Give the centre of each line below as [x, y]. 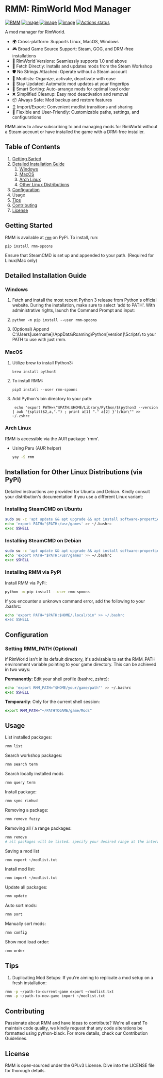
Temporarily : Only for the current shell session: [53, 702]
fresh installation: [29, 983]
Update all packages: [26, 887]
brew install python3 [34, 372]
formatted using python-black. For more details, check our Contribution [76, 1033]
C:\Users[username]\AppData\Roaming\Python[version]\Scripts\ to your [84, 334]
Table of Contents [33, 147]
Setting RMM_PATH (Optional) [41, 649]
